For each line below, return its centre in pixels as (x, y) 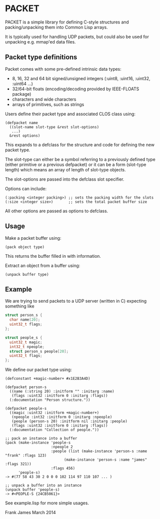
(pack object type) (25, 247)
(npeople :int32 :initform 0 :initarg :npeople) (62, 417)
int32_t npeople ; (27, 347)
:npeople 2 (62, 447)
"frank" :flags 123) (26, 456)
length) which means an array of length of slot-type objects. (65, 169)
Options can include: (26, 188)
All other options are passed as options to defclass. (57, 211)
